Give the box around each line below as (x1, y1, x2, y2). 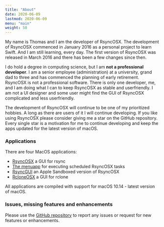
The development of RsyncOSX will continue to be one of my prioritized (5, 105, 150, 111)
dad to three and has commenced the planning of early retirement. (5, 75, 140, 80)
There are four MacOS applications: (5, 149, 77, 155)
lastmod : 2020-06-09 (5, 16, 47, 21)
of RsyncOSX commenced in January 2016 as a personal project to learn (5, 44, 152, 50)
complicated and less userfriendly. (5, 95, 75, 101)
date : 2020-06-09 (5, 12, 41, 17)
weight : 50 (5, 25, 27, 30)
